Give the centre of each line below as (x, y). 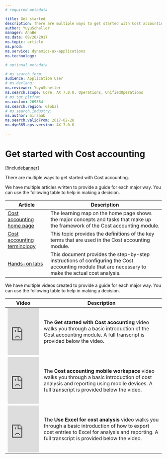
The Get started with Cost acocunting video (96, 322)
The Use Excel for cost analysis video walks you (101, 420)
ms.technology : (21, 56)
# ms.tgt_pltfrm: (23, 97)
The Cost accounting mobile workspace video (99, 371)
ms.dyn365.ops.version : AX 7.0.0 (40, 125)
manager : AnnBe (21, 33)
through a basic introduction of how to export (97, 426)
